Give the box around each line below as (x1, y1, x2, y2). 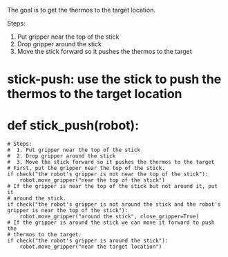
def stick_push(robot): (7, 117, 140, 133)
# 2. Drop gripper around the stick (7, 153, 116, 160)
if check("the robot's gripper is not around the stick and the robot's (7, 201, 221, 208)
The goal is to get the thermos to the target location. (7, 6, 155, 14)
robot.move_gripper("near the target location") (19, 243, 162, 251)
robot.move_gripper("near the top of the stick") (19, 177, 166, 184)
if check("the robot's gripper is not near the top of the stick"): (7, 171, 209, 178)
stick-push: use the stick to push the (7, 72, 222, 87)
